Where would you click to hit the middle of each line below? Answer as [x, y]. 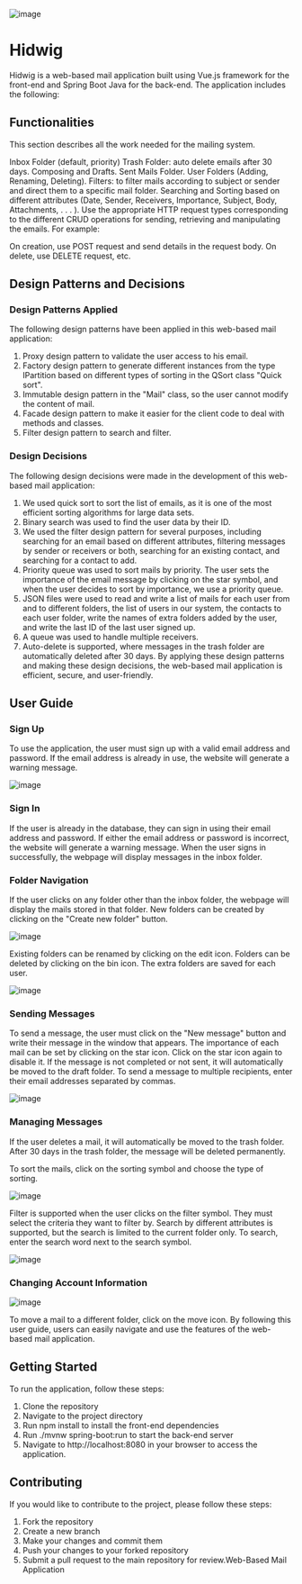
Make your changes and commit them [93, 1541]
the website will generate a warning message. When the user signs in [138, 847]
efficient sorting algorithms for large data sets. [108, 512]
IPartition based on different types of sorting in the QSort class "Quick [152, 376]
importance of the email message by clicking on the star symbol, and [150, 579]
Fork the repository [58, 1521]
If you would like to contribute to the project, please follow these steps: [141, 1504]
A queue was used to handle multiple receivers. [111, 637]
